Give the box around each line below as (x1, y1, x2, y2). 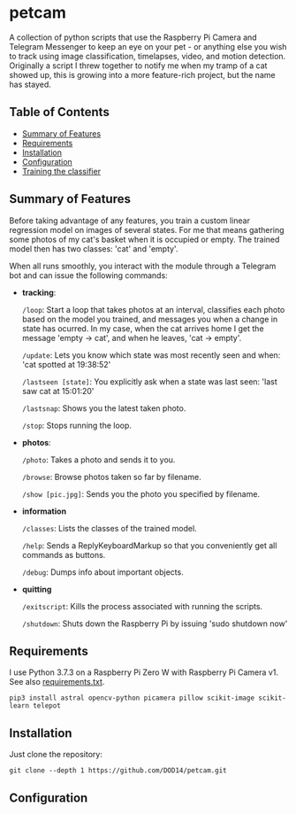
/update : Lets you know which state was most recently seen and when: (21, 349, 281, 360)
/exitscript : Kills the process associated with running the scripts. (21, 601, 263, 611)
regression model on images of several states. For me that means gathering (9, 224, 285, 235)
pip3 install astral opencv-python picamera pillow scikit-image (9, 694, 254, 702)
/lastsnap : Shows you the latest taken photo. (21, 402, 186, 414)
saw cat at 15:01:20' (21, 385, 95, 396)
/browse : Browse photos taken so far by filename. (21, 471, 201, 482)
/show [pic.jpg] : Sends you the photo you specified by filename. (21, 488, 261, 499)
